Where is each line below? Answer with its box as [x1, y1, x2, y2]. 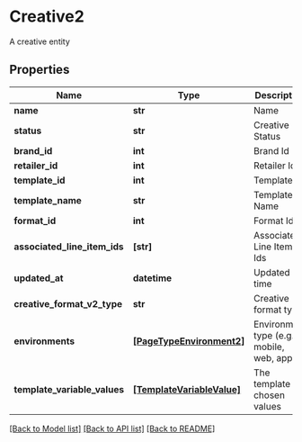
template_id [13, 174, 66, 186]
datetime [132, 272, 173, 284]
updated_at [13, 272, 64, 284]
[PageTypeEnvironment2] [132, 335, 245, 347]
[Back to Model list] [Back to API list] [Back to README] [9, 423, 216, 434]
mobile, [253, 340, 285, 353]
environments [13, 335, 75, 347]
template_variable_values [13, 383, 124, 395]
